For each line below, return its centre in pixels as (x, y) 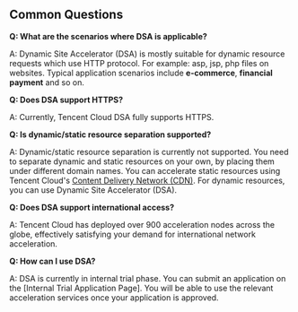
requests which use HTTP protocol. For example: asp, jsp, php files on (139, 63)
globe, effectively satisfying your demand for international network (132, 234)
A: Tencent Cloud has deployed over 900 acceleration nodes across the (142, 224)
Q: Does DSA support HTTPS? (66, 100)
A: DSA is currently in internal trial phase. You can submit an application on (148, 278)
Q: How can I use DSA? (53, 261)
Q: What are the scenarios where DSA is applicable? (109, 36)
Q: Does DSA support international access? (92, 207)
